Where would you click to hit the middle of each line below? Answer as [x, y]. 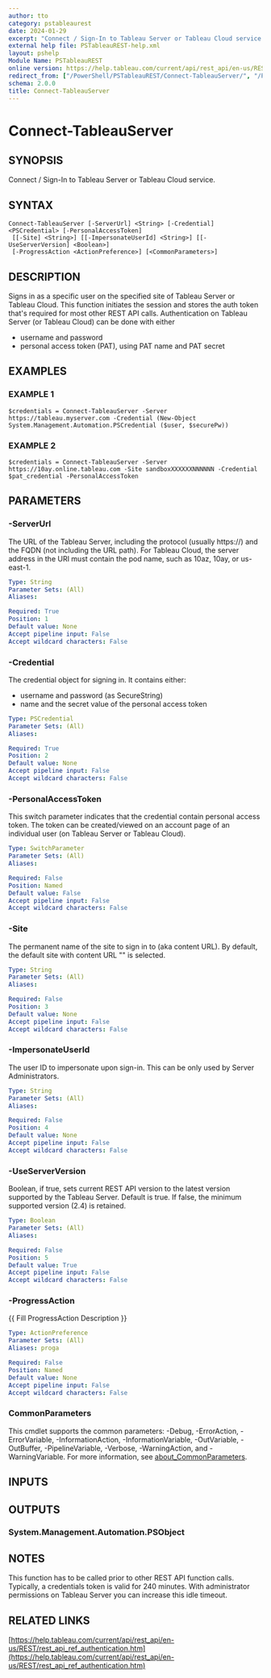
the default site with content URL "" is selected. [87, 955]
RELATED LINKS [49, 1620]
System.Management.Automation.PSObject [97, 1532]
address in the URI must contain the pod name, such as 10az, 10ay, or [124, 558]
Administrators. [34, 1076]
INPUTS [28, 1482]
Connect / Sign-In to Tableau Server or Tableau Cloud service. [112, 180]
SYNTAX [31, 205]
